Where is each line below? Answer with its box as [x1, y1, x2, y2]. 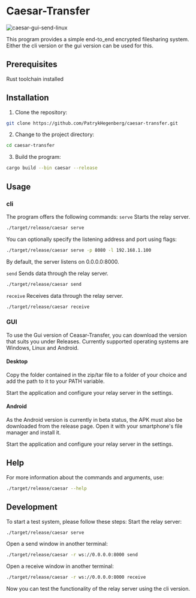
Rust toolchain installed [6, 75, 64, 82]
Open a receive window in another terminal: [6, 563, 114, 570]
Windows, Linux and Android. [6, 344, 79, 351]
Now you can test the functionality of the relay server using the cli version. [6, 585, 191, 593]
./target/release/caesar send [6, 281, 82, 287]
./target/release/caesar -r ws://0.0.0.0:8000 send [6, 552, 138, 558]
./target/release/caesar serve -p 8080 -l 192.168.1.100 [6, 247, 152, 253]
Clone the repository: [14, 108, 68, 116]
